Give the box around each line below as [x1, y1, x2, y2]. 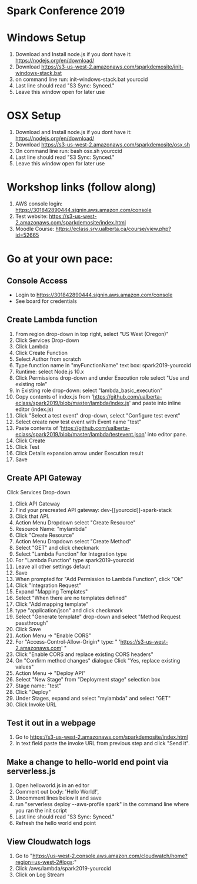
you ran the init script [15, 807, 67, 814]
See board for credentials [15, 298, 77, 305]
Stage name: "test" [15, 682, 62, 689]
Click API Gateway [15, 500, 61, 507]
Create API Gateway [6, 473, 82, 483]
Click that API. [15, 513, 50, 520]
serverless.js [6, 766, 56, 776]
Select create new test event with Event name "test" [15, 418, 142, 425]
